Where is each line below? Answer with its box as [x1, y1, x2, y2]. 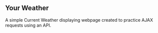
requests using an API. [5, 22, 51, 28]
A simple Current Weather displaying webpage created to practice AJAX [5, 17, 153, 23]
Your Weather [5, 4, 49, 12]
